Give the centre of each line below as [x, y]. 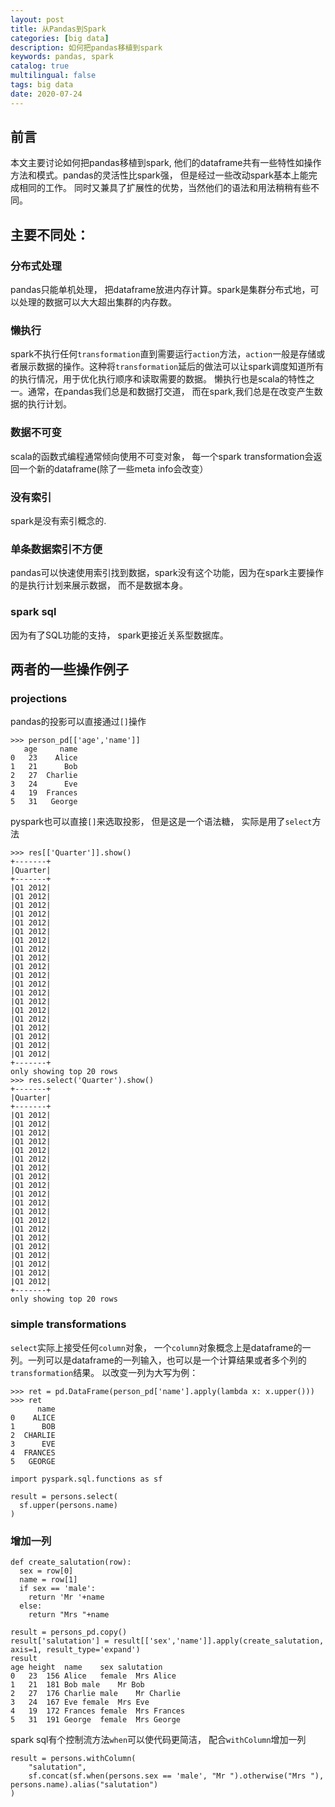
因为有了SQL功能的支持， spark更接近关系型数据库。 [119, 635]
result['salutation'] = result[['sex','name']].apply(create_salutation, [167, 1641]
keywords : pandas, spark [62, 57]
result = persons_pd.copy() [69, 1632]
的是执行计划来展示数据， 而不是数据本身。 [99, 585]
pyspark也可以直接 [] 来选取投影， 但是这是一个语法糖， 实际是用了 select [161, 822]
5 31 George [44, 802]
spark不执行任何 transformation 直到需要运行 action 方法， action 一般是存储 [163, 354]
